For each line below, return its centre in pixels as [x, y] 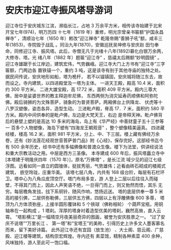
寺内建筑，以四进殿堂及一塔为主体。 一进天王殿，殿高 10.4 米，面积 [94, 83]
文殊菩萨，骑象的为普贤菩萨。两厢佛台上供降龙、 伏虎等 [99, 102]
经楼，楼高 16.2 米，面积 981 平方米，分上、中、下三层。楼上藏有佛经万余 [83, 134]
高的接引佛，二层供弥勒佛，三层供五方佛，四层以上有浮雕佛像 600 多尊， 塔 [85, 197]
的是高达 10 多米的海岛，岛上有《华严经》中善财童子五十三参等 [98, 121]
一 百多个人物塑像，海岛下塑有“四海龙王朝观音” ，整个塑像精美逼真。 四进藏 [85, 128]
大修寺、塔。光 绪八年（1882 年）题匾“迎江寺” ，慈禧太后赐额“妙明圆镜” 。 [83, 57]
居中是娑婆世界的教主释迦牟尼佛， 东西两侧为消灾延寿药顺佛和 [79, 95]
